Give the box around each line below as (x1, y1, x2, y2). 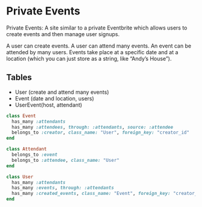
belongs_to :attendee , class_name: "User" (11, 157, 120, 163)
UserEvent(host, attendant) (14, 101, 82, 108)
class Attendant (6, 146, 47, 152)
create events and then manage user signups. (6, 30, 120, 37)
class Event (6, 113, 36, 119)
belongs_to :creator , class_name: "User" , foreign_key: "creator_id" (11, 129, 189, 136)
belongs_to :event (11, 152, 58, 158)
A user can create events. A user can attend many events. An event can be (6, 42, 191, 49)
